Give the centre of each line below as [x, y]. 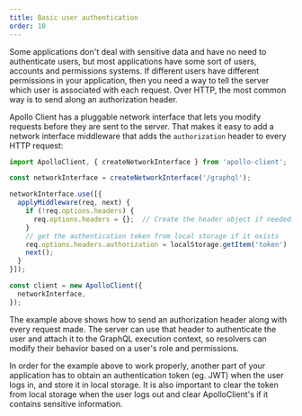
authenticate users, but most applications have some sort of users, [133, 61]
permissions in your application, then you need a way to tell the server [139, 80]
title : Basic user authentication [74, 18]
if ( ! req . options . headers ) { [80, 211]
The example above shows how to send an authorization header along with [148, 319]
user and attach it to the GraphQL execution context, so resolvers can [138, 339]
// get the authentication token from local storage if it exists [152, 236]
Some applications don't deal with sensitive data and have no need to [138, 51]
